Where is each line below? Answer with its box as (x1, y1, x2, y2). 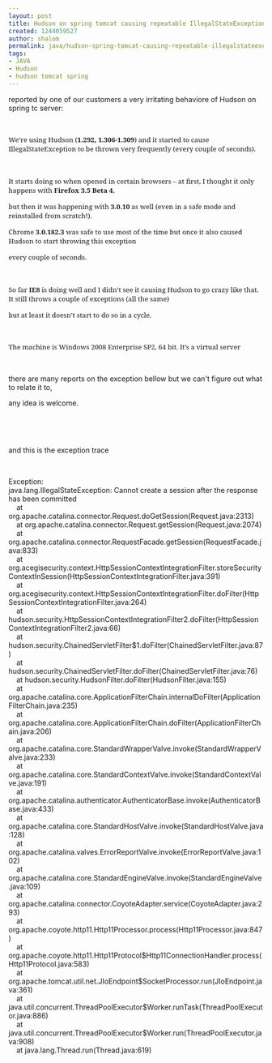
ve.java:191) (8, 778, 47, 787)
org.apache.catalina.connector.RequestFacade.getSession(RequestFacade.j (8, 537, 261, 547)
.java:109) (8, 881, 41, 891)
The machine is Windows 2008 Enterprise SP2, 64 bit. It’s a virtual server (8, 341, 241, 352)
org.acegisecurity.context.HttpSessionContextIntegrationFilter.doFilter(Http (8, 589, 260, 598)
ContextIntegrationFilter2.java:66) (8, 623, 121, 632)
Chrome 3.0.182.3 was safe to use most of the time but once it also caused (8, 226, 243, 237)
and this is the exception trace (8, 445, 109, 455)
